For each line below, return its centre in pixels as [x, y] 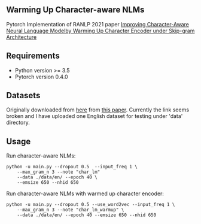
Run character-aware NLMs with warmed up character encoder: [85, 193]
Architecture [22, 37]
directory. [18, 123]
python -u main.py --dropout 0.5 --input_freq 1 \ [72, 167]
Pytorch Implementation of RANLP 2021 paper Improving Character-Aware [98, 24]
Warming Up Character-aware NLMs [75, 10]
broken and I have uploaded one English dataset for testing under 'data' [95, 116]
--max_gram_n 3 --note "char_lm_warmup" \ [71, 210]
